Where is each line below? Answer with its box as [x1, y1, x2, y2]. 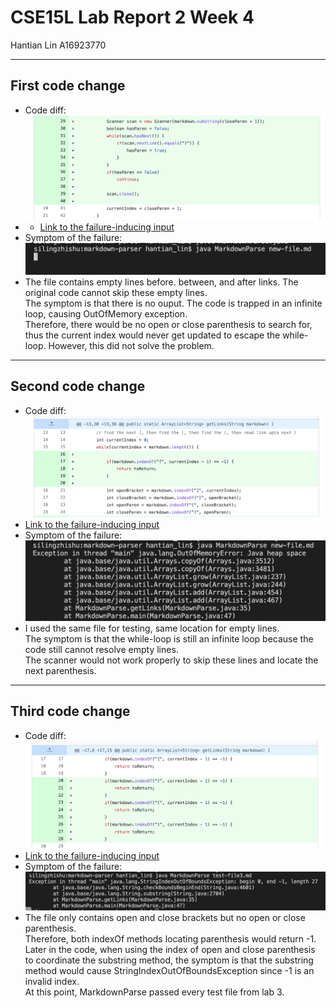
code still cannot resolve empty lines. [24, 643, 179, 655]
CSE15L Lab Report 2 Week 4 [10, 6, 255, 29]
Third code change [10, 703, 131, 720]
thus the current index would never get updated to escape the [24, 329, 281, 341]
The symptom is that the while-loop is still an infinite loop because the [24, 632, 314, 645]
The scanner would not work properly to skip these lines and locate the [24, 654, 319, 666]
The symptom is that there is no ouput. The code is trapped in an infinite [24, 297, 323, 309]
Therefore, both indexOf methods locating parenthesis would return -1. [24, 932, 317, 945]
